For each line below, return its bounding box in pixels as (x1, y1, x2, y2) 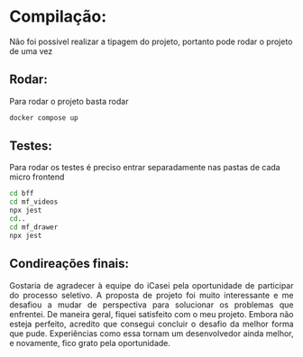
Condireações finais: (9, 256, 129, 271)
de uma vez (9, 45, 53, 56)
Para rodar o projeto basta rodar (9, 96, 129, 106)
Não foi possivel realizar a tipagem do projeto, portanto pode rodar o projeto (9, 36, 293, 47)
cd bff (9, 189, 34, 198)
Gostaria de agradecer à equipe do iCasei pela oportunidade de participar (9, 279, 294, 290)
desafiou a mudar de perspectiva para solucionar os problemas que (9, 299, 294, 310)
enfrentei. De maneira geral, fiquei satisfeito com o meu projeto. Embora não (9, 308, 294, 319)
